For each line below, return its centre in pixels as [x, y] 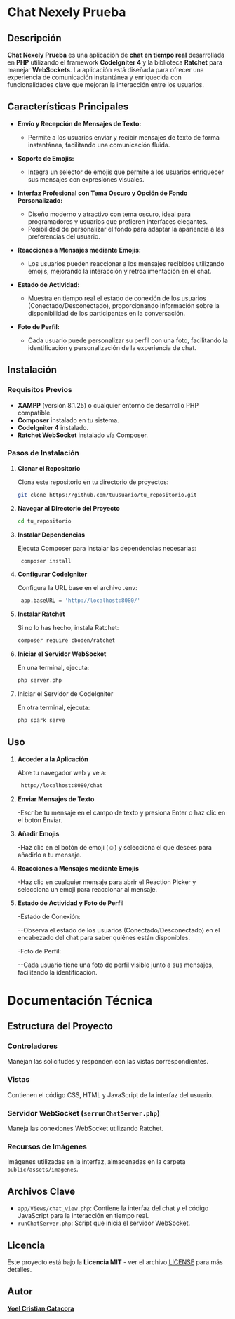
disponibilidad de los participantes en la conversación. [107, 313]
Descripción [34, 38]
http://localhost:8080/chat [62, 785]
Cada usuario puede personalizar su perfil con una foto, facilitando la [128, 340]
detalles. [20, 1270]
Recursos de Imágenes [47, 1146]
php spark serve [41, 721]
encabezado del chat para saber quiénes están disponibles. [104, 937]
